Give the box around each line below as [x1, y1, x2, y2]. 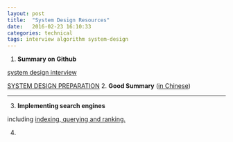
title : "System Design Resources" [7, 17, 110, 24]
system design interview [7, 69, 78, 77]
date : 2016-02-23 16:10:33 [7, 23, 92, 30]
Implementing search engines [17, 102, 105, 110]
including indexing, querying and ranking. [7, 115, 126, 123]
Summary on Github [17, 55, 77, 63]
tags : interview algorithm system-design [7, 36, 129, 43]
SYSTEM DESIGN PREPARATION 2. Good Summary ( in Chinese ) [7, 82, 191, 90]
